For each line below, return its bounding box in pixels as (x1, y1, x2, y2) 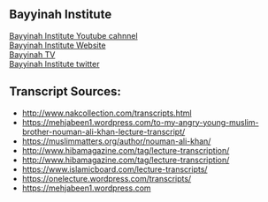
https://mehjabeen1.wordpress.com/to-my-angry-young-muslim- (21, 116, 259, 127)
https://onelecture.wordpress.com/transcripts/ (21, 173, 192, 183)
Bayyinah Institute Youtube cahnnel (9, 30, 139, 41)
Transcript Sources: (9, 84, 122, 100)
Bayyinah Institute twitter (9, 58, 100, 69)
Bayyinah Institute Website (9, 40, 106, 50)
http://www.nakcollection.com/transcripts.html (21, 108, 192, 118)
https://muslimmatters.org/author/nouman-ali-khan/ (21, 136, 211, 146)
